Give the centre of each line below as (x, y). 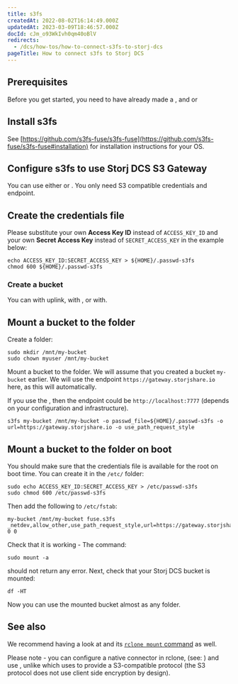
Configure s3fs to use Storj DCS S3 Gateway (107, 169)
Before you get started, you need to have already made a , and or (103, 99)
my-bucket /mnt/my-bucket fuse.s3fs (61, 519)
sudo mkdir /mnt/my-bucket (47, 353)
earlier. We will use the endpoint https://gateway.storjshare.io (122, 380)
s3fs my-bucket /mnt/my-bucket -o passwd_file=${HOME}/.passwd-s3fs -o (115, 421)
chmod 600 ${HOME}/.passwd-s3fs (55, 267)
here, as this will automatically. (52, 387)
